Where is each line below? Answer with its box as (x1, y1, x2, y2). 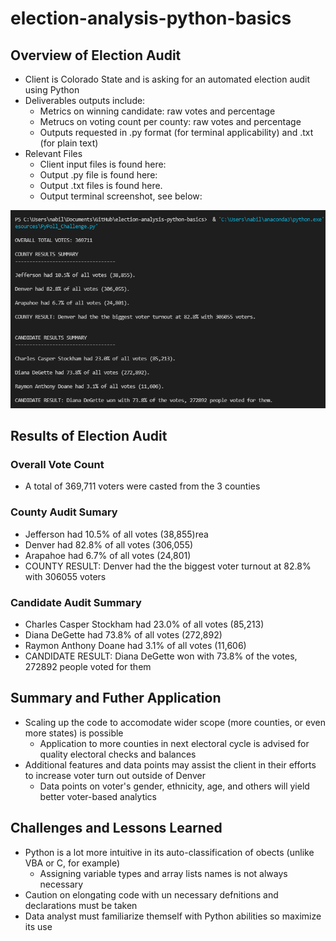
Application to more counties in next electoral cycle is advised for (39, 737, 310, 749)
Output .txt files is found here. (39, 180, 163, 191)
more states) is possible (24, 727, 124, 739)
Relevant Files (24, 148, 83, 159)
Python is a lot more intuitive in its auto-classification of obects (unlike (24, 846, 315, 858)
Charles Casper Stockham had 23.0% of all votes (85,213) (24, 618, 265, 631)
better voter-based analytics (39, 790, 157, 802)
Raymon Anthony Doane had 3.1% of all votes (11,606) (24, 640, 247, 652)
